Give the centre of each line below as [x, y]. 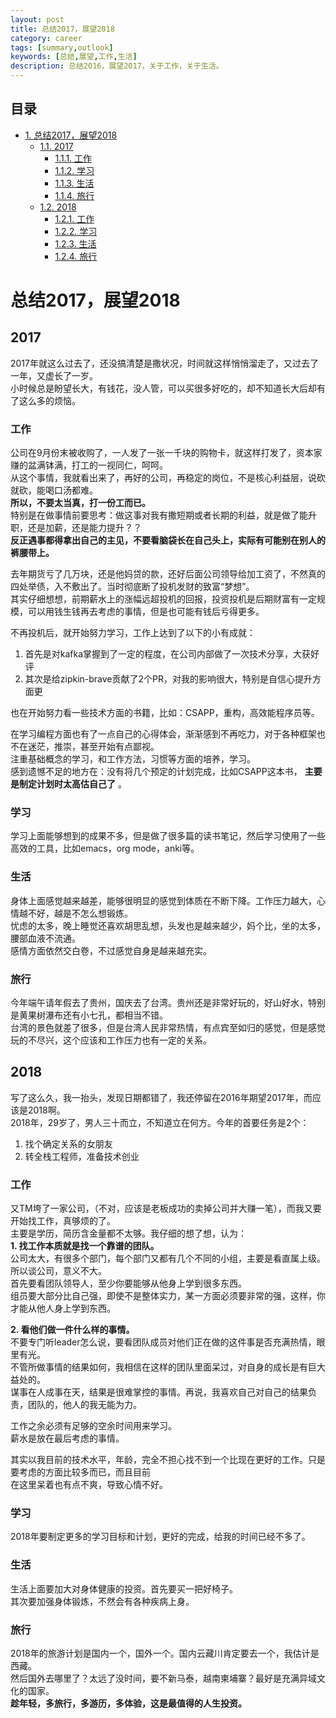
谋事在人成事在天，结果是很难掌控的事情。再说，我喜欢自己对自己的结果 [159, 1392]
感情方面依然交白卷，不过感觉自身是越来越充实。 [111, 950]
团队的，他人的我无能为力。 [84, 1405]
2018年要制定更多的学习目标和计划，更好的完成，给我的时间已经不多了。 [160, 1537]
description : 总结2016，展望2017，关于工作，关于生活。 [117, 66]
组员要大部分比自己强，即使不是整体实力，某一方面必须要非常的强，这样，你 [168, 1296]
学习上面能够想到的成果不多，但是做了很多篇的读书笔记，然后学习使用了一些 [168, 836]
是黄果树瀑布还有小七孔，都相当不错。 [89, 1015]
